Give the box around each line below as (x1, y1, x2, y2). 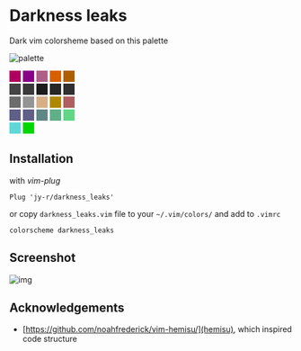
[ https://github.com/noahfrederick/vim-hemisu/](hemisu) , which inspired (22, 324, 292, 335)
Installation (9, 151, 74, 166)
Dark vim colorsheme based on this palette (9, 35, 169, 46)
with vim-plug (9, 175, 61, 185)
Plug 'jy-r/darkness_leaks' (9, 193, 115, 202)
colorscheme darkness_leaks (9, 226, 115, 235)
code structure (22, 334, 78, 345)
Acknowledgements (9, 300, 125, 315)
